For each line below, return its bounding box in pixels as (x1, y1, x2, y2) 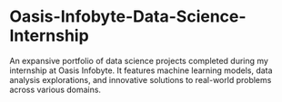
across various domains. (9, 84, 102, 95)
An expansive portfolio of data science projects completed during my (9, 55, 268, 66)
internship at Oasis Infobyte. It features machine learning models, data (9, 65, 273, 76)
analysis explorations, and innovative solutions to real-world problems (9, 74, 272, 85)
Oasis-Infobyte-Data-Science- (9, 6, 247, 27)
